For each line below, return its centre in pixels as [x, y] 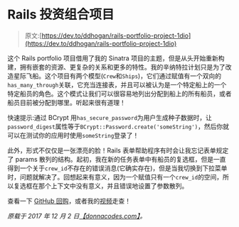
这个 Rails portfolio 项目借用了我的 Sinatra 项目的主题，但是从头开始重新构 [116, 58]
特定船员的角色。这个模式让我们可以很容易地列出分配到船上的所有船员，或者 [119, 94]
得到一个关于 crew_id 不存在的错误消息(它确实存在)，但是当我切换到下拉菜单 [117, 168]
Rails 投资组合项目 [61, 15]
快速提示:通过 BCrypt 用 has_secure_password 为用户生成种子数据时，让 [110, 117]
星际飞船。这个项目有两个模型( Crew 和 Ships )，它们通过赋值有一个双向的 [117, 76]
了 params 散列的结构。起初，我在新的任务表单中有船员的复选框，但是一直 [117, 159]
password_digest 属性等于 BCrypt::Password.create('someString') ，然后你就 [118, 126]
